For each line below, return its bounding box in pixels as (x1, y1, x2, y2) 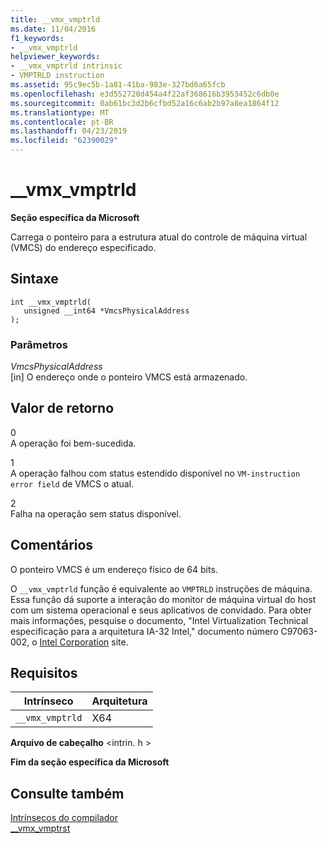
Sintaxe (10, 271, 59, 288)
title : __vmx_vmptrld (10, 14, 101, 25)
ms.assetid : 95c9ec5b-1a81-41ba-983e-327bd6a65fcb (10, 80, 226, 90)
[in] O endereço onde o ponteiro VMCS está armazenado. (10, 371, 248, 383)
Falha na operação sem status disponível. (10, 507, 182, 520)
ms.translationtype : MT (10, 107, 110, 118)
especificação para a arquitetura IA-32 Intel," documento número (10, 625, 279, 637)
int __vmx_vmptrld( (10, 297, 92, 307)
